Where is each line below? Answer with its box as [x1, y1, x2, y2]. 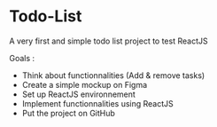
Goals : [9, 52, 35, 63]
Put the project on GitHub [21, 107, 115, 118]
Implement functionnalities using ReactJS [21, 98, 174, 108]
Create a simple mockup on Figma [21, 79, 148, 90]
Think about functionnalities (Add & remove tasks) [21, 69, 205, 81]
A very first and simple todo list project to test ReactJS [9, 36, 208, 46]
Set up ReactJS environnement [21, 89, 136, 99]
